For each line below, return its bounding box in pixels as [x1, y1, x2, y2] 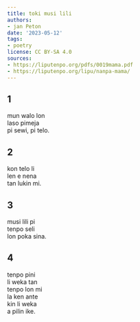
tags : [7, 36, 23, 43]
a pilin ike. [7, 307, 36, 315]
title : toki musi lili [7, 10, 72, 17]
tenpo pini [7, 270, 36, 279]
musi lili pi [7, 217, 36, 225]
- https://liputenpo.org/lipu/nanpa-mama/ [7, 68, 130, 74]
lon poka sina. [7, 232, 47, 240]
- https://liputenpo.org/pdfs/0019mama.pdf [7, 61, 134, 68]
